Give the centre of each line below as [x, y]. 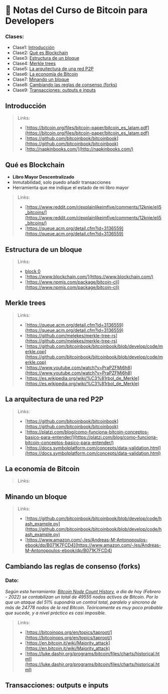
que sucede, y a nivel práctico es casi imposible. [56, 613]
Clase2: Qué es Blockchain [40, 53]
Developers [30, 21]
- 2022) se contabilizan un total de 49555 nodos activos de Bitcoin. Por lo [82, 597]
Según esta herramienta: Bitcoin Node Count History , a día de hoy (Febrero [83, 591]
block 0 [33, 271]
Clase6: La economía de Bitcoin [45, 74]
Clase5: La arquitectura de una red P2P [53, 69]
